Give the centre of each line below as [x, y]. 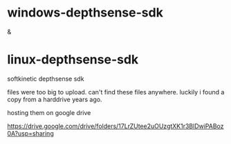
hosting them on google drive [49, 112]
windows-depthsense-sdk [85, 13]
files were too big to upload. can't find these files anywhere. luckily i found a [116, 92]
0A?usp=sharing [30, 133]
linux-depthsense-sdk [73, 60]
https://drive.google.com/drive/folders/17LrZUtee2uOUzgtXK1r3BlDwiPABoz [115, 126]
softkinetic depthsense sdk [46, 79]
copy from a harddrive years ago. [55, 99]
